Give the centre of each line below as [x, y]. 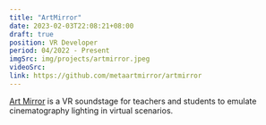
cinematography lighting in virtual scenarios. [91, 110]
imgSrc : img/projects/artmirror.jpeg [80, 59]
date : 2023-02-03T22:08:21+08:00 [72, 26]
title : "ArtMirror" [46, 17]
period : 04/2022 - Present [60, 51]
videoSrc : [28, 68]
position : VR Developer [54, 42]
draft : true [31, 34]
